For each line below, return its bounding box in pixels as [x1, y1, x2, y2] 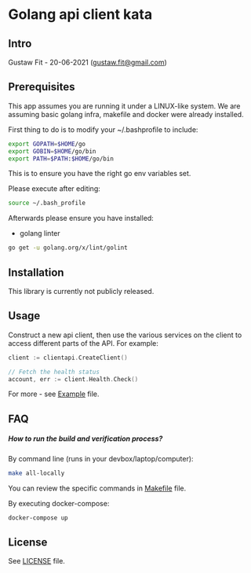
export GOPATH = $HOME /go [8, 140, 86, 148]
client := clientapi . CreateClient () [8, 354, 128, 362]
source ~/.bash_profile [8, 199, 86, 208]
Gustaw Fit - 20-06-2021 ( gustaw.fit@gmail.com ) [8, 57, 167, 67]
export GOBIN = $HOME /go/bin [8, 147, 96, 155]
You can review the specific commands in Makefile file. [8, 483, 187, 493]
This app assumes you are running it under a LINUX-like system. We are [8, 101, 241, 111]
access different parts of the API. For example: [8, 338, 158, 347]
